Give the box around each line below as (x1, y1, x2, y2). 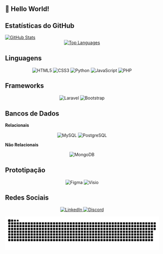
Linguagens (5, 54, 42, 62)
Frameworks (5, 82, 44, 90)
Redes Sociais (5, 194, 49, 202)
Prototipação (5, 166, 45, 174)
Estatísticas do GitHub (5, 22, 75, 30)
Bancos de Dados (5, 109, 60, 117)
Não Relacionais (5, 141, 39, 147)
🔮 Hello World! (5, 5, 50, 13)
